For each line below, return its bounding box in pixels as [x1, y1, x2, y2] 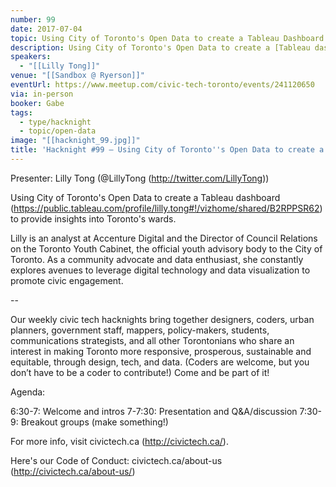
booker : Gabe [10, 98, 65, 108]
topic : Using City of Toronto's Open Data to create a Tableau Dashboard [10, 33, 325, 43]
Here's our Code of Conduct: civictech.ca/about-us [10, 454, 223, 466]
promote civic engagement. [10, 274, 124, 286]
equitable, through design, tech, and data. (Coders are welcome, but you [10, 356, 310, 368]
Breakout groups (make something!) [20, 416, 169, 428]
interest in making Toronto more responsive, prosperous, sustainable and [10, 345, 312, 357]
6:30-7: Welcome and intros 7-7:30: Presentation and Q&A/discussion [10, 405, 298, 417]
